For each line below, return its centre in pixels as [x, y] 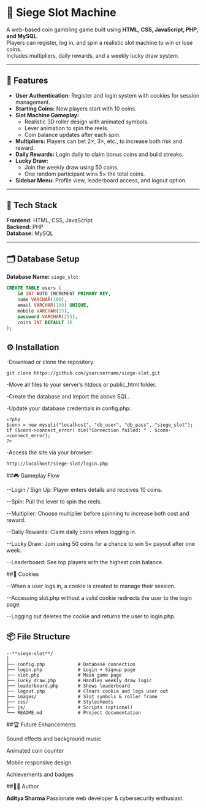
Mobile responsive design [39, 763]
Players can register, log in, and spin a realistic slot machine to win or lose [100, 42]
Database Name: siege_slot [43, 277]
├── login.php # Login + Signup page [71, 670]
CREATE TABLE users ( [34, 288]
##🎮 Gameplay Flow [33, 476]
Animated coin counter [35, 751]
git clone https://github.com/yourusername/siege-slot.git [83, 373]
